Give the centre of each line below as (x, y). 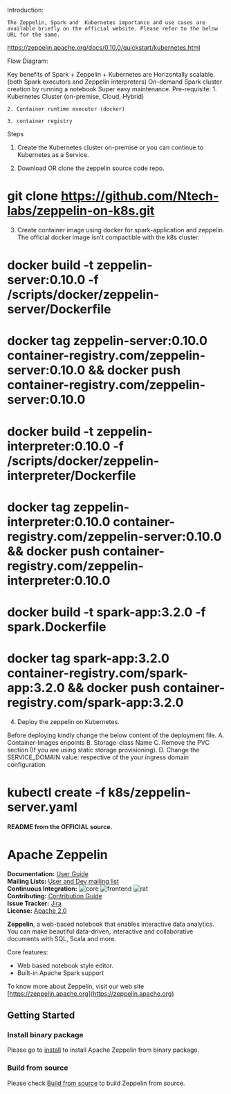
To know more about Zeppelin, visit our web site (76, 986)
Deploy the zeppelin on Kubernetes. (68, 721)
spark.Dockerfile (57, 627)
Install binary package (45, 1035)
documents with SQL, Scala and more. (62, 938)
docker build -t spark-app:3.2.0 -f (107, 612)
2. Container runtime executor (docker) (66, 109)
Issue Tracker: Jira (35, 903)
